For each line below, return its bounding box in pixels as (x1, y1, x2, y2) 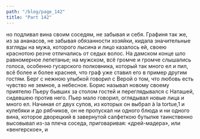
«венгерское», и (6, 126, 48, 133)
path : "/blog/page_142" (6, 8, 66, 15)
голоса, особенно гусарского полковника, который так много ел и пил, (6, 62, 189, 69)
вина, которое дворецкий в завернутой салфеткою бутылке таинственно (6, 113, 193, 120)
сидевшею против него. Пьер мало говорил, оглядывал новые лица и (6, 94, 184, 101)
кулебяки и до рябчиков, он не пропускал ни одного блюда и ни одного (6, 107, 190, 114)
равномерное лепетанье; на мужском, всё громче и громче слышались (6, 56, 192, 63)
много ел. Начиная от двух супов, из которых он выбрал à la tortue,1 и (6, 100, 185, 107)
